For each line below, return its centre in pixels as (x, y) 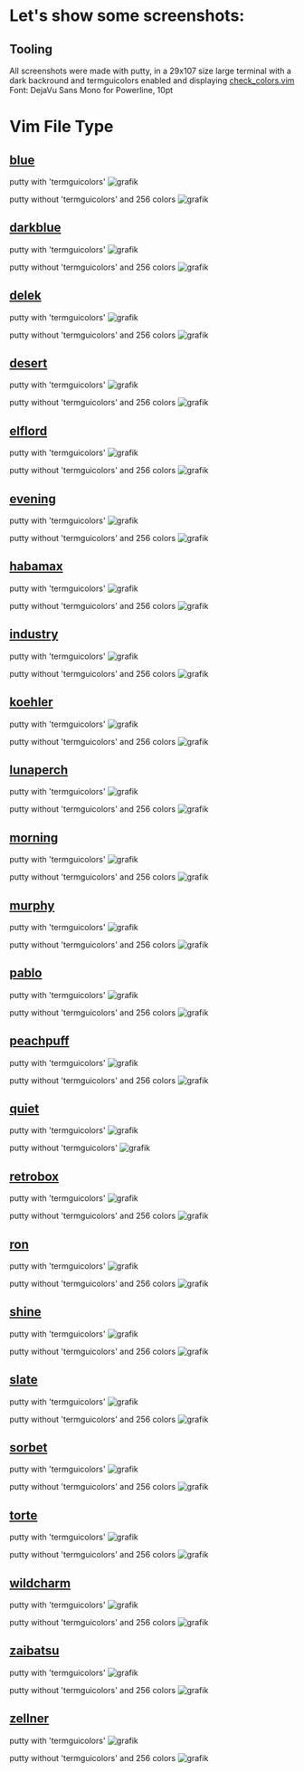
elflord (28, 431)
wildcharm (40, 1583)
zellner (29, 1719)
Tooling (31, 49)
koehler (31, 702)
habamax (36, 567)
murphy (32, 905)
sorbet (28, 1448)
